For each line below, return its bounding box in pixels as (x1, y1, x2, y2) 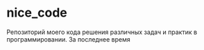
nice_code (6, 5, 67, 21)
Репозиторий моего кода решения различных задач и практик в (6, 28, 198, 36)
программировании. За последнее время (6, 35, 130, 43)
